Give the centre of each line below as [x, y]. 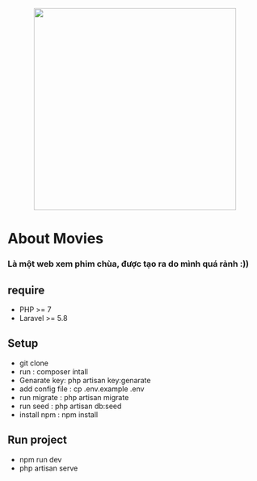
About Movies [56, 239]
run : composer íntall [53, 371]
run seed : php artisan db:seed [70, 406]
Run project [38, 440]
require [26, 290]
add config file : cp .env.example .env [82, 389]
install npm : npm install [59, 414]
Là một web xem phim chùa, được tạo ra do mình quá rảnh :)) [128, 264]
